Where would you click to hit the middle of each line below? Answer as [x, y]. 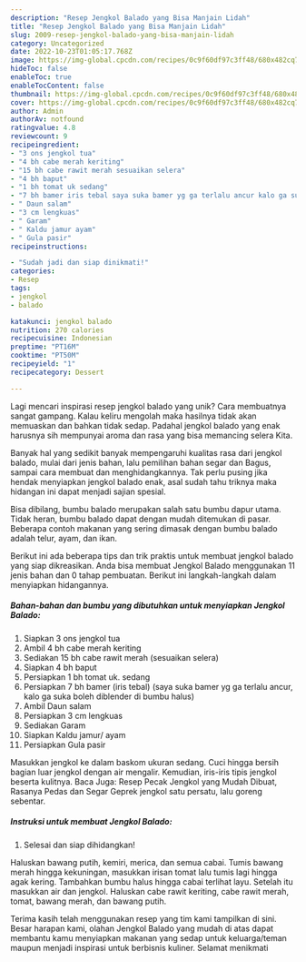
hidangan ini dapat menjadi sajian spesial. [88, 491]
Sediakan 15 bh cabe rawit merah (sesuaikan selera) [121, 657]
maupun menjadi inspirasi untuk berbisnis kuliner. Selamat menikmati [139, 947]
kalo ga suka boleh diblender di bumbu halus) [109, 696]
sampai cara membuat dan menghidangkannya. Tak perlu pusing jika [139, 472]
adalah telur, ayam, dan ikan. [64, 538]
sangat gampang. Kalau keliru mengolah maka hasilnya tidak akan [133, 416]
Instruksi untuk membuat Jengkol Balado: [91, 822]
